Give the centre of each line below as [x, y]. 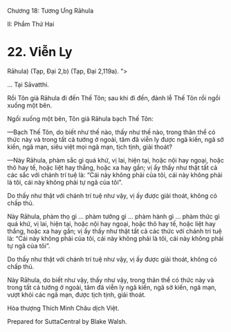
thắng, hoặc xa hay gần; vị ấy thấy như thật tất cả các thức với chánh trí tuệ [115, 231]
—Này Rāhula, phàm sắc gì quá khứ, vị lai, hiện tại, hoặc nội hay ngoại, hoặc [116, 160]
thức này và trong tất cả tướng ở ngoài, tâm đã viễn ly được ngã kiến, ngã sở [115, 139]
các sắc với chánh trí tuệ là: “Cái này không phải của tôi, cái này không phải [115, 175]
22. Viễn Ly [40, 52]
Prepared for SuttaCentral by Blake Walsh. [67, 321]
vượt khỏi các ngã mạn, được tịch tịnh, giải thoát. [77, 295]
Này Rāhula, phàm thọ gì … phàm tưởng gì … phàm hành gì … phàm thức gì [113, 216]
